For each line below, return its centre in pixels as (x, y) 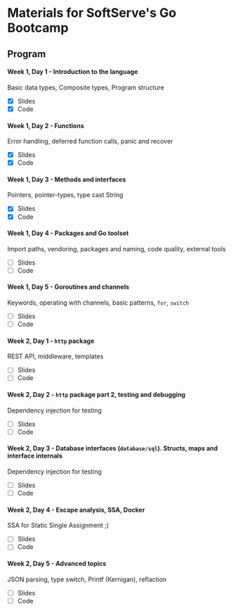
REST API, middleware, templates (55, 356)
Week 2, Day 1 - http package (51, 341)
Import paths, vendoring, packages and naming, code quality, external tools (116, 248)
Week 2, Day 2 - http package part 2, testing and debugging (96, 395)
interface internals (35, 456)
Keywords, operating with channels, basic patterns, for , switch (98, 303)
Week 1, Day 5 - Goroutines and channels (68, 287)
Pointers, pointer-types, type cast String (65, 195)
